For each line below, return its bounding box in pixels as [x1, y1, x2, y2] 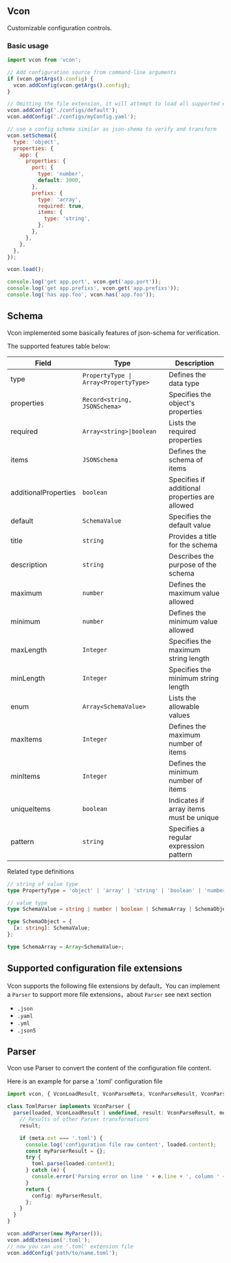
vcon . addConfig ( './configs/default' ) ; [7, 107, 118, 114]
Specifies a [168, 823, 205, 833]
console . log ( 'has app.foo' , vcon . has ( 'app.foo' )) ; [7, 292, 155, 299]
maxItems [10, 734, 43, 744]
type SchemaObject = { [7, 918, 72, 925]
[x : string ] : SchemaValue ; [13, 925, 91, 931]
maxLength [10, 645, 47, 654]
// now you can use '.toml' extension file [7, 1243, 134, 1250]
